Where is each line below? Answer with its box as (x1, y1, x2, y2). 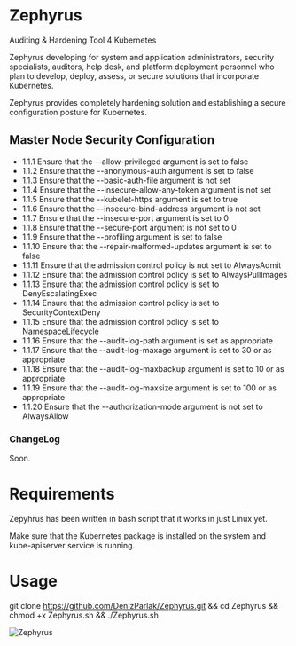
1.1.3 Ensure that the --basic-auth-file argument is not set (21, 175, 231, 185)
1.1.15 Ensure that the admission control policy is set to (21, 316, 220, 327)
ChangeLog (9, 432, 60, 445)
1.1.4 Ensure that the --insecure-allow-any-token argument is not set (21, 184, 272, 195)
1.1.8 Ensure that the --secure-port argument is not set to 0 (21, 222, 237, 232)
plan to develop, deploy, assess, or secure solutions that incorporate (9, 70, 260, 81)
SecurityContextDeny (21, 307, 101, 318)
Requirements (9, 484, 115, 504)
